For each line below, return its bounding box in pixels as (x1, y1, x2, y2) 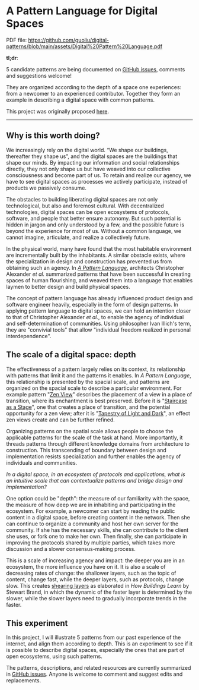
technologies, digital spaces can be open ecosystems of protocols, (6, 208, 170, 215)
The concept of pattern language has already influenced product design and (6, 294, 193, 301)
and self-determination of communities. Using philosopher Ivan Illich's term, (6, 320, 191, 327)
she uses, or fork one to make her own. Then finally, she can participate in (6, 533, 188, 540)
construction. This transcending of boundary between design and (6, 446, 167, 453)
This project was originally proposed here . (6, 108, 110, 115)
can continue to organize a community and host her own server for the (6, 520, 179, 527)
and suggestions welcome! (6, 72, 72, 79)
